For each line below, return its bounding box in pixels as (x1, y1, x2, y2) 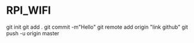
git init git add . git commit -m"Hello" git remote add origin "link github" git (6, 23, 188, 30)
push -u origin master (6, 29, 60, 36)
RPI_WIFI (6, 4, 51, 17)
